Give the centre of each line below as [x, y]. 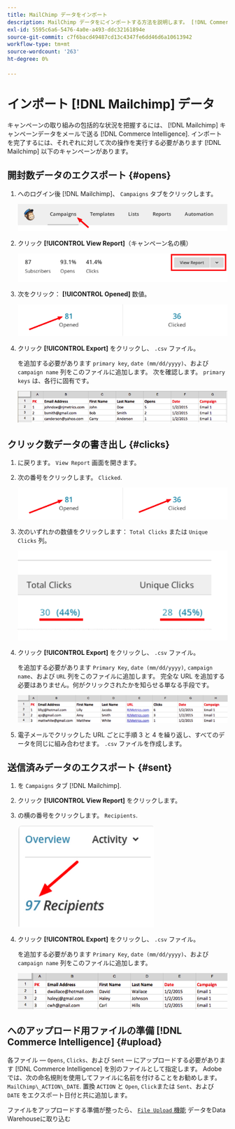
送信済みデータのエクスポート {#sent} [90, 768]
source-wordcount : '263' [43, 52]
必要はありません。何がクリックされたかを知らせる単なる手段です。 [115, 685]
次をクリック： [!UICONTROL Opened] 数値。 [84, 293]
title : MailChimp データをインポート [57, 15]
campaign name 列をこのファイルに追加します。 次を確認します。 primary [121, 372]
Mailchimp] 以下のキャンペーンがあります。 [70, 151]
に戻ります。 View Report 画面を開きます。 [79, 463]
